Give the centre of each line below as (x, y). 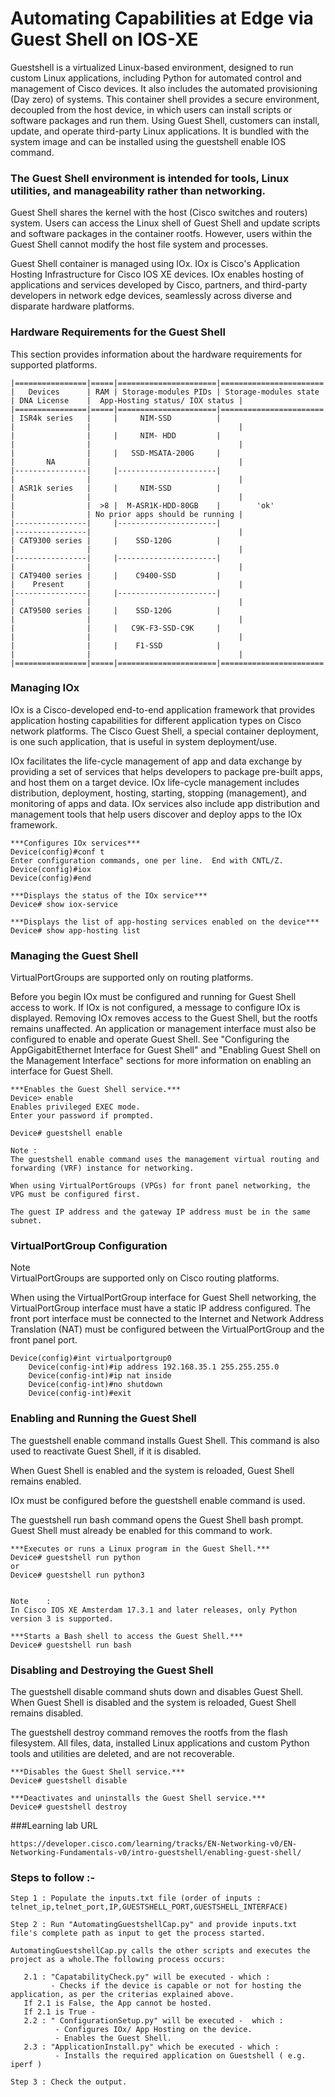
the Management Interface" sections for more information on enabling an (161, 1061)
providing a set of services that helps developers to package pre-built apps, (166, 771)
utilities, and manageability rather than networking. (138, 190)
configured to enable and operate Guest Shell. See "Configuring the (150, 1039)
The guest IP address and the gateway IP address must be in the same (160, 1212)
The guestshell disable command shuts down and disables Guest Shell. (157, 1692)
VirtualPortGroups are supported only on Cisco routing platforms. (145, 1278)
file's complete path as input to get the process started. (138, 1933)
